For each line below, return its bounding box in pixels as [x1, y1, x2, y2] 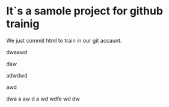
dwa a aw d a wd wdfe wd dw [6, 95, 80, 102]
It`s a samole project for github [6, 4, 164, 18]
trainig [6, 17, 40, 31]
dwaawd [6, 48, 28, 55]
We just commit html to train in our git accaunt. [6, 37, 122, 44]
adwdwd [6, 72, 28, 79]
